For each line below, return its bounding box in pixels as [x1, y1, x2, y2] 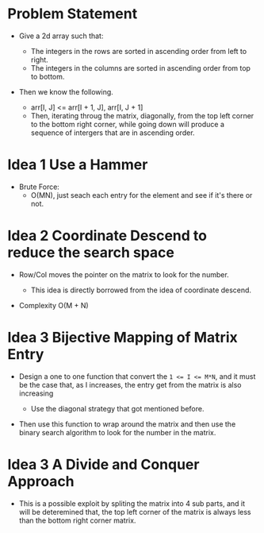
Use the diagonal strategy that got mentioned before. [30, 404, 205, 413]
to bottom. [30, 71, 65, 81]
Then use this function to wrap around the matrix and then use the [18, 419, 236, 429]
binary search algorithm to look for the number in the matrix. [18, 427, 216, 437]
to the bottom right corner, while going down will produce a [30, 119, 225, 129]
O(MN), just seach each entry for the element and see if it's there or [30, 190, 253, 199]
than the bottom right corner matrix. [18, 516, 136, 525]
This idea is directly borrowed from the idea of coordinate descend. [30, 285, 251, 295]
